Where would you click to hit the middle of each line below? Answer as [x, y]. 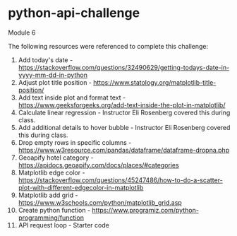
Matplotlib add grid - [48, 195]
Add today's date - [45, 60]
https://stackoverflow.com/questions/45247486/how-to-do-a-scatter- [120, 180]
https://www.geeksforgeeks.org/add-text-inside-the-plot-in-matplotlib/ [122, 105]
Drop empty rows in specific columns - [75, 142]
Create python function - [54, 210]
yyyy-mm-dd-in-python [53, 75]
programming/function [51, 218]
